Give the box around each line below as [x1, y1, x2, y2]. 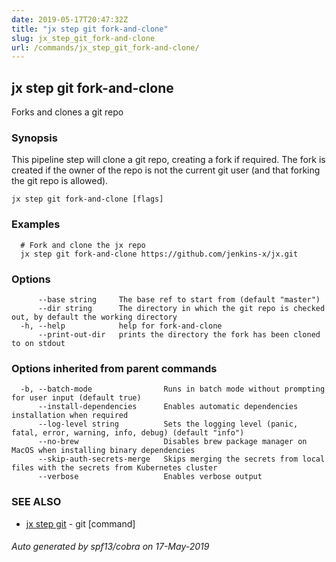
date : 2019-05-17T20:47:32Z [11, 14, 129, 25]
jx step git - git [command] [25, 517, 136, 530]
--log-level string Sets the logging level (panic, [37, 419, 299, 430]
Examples [11, 217, 61, 231]
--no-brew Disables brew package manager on [37, 437, 308, 447]
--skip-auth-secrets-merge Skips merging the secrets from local [37, 454, 326, 465]
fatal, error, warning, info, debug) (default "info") [11, 428, 245, 438]
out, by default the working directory [11, 312, 178, 322]
